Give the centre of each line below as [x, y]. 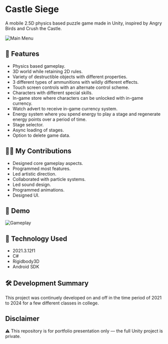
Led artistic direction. [34, 174]
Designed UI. [26, 195]
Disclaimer [22, 319]
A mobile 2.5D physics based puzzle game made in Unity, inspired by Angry [83, 23]
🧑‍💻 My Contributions [38, 151]
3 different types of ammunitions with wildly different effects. [75, 82]
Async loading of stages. [38, 130]
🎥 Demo [18, 211]
